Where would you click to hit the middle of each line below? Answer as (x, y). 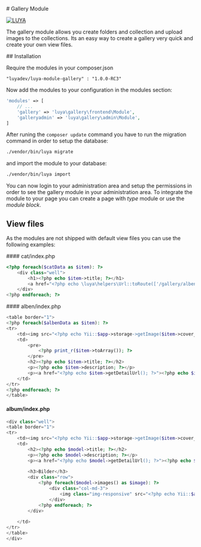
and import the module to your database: (57, 164)
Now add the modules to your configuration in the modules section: (89, 90)
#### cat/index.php (31, 256)
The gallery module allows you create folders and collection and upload (94, 32)
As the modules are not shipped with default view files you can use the (94, 238)
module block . (24, 205)
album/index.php (28, 409)
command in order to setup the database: (57, 141)
